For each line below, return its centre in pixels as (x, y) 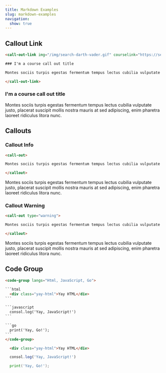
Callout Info (19, 145)
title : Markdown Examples (32, 10)
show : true (21, 23)
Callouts (18, 131)
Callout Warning (25, 206)
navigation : (17, 19)
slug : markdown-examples (31, 14)
